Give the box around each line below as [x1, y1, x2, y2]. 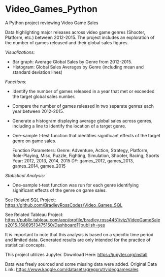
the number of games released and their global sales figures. [5, 39, 129, 45]
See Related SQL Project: [5, 197, 56, 203]
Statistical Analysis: [5, 172, 45, 178]
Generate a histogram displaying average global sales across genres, [12, 118, 153, 123]
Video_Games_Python [5, 3, 98, 15]
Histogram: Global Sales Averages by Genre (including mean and [12, 64, 144, 70]
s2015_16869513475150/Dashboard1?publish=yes [5, 222, 105, 228]
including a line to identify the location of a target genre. [12, 123, 127, 129]
